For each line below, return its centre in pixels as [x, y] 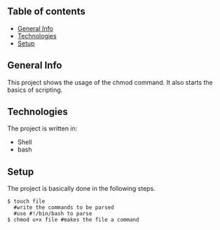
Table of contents [46, 12]
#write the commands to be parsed [64, 208]
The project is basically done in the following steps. [81, 189]
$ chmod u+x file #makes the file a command [73, 220]
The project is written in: [42, 128]
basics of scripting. [35, 90]
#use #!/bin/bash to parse [53, 214]
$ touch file [26, 202]
